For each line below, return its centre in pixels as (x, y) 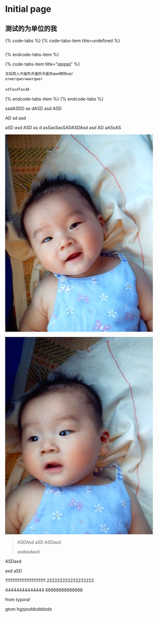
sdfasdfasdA (17, 89)
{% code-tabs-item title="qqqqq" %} (43, 64)
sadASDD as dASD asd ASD (33, 108)
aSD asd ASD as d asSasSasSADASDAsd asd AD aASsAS (63, 127)
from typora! (18, 599)
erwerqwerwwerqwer (24, 79)
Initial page (28, 9)
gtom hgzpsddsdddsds (29, 609)
